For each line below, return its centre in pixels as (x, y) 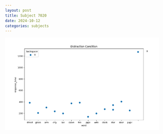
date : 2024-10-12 (23, 21)
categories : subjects (27, 26)
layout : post (18, 10)
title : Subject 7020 (26, 15)
